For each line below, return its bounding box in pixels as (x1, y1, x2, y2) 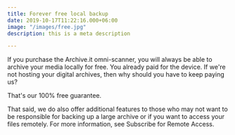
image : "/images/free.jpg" (7, 23, 87, 30)
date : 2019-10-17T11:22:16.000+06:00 (7, 17, 118, 24)
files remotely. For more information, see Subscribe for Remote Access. (7, 120, 215, 129)
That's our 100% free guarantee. (7, 91, 102, 100)
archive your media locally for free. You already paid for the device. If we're (7, 63, 227, 71)
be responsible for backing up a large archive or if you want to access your (7, 112, 225, 121)
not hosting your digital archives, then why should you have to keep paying (7, 70, 225, 79)
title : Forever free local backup (7, 10, 109, 18)
